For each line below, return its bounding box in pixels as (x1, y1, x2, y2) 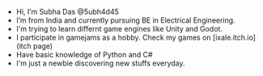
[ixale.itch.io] (213, 32, 257, 42)
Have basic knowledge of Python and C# (15, 50, 153, 59)
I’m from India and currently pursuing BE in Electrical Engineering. (15, 15, 236, 25)
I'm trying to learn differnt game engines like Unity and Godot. (15, 24, 223, 33)
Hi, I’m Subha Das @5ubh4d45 (15, 7, 120, 16)
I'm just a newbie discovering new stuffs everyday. (15, 58, 185, 68)
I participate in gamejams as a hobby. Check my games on (15, 32, 212, 42)
